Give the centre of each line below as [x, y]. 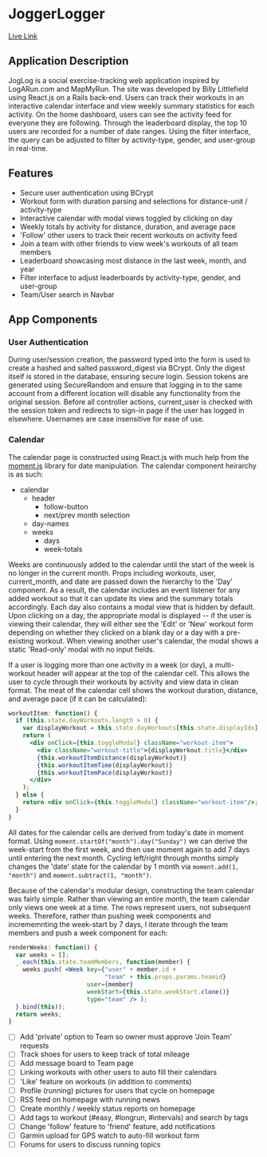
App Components [53, 319]
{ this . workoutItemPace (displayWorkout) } [105, 773]
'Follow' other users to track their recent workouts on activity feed [128, 235]
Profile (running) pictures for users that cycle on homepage [117, 1090]
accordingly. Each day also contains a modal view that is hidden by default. [132, 607]
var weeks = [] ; [42, 955]
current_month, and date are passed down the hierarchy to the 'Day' [121, 581]
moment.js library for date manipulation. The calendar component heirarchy [132, 466]
